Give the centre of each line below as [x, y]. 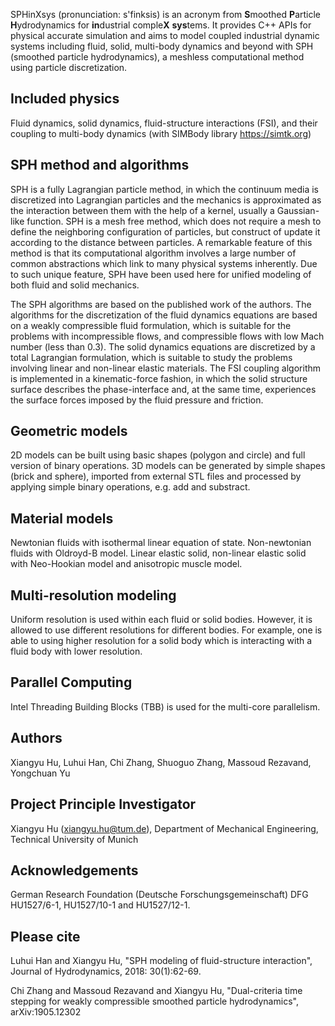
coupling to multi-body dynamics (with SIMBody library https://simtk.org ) [161, 133]
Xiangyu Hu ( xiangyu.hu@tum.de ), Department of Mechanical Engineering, [164, 828]
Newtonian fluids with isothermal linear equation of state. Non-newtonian [161, 543]
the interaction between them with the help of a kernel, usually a [142, 210]
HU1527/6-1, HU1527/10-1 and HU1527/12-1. [100, 905]
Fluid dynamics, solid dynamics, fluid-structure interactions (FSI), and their [164, 123]
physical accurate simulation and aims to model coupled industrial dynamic [165, 35]
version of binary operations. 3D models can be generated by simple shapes [168, 466]
